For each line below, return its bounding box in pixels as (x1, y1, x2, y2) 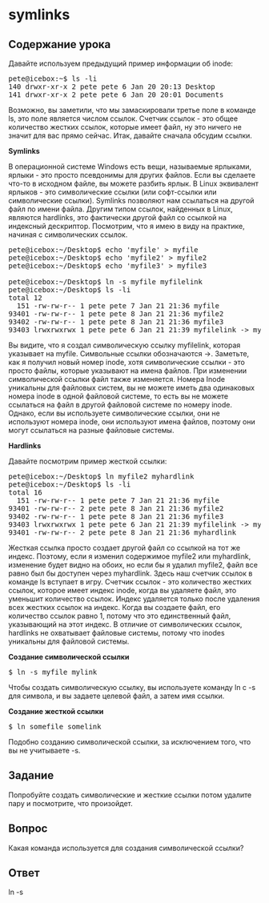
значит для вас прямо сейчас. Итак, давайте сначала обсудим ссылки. (8, 130, 252, 140)
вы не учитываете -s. (8, 746, 81, 755)
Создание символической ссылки (8, 652, 130, 661)
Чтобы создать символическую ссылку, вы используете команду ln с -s (8, 683, 256, 692)
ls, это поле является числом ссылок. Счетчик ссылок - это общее (8, 114, 239, 123)
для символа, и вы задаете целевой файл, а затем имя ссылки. (8, 691, 225, 700)
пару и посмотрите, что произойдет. (8, 798, 134, 808)
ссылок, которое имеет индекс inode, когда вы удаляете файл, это (8, 586, 237, 595)
